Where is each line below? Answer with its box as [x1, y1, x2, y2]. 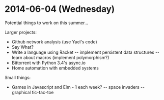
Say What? [11, 44, 34, 50]
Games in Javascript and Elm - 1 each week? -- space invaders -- [11, 84, 145, 90]
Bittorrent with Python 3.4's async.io [11, 60, 86, 66]
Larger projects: [4, 29, 37, 35]
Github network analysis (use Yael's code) [11, 38, 98, 45]
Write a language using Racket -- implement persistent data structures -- [11, 49, 160, 55]
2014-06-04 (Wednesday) [4, 3, 115, 15]
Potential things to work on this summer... [4, 20, 89, 26]
